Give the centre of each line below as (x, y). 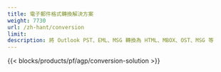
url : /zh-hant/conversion (46, 27)
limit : (17, 34)
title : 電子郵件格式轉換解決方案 (51, 14)
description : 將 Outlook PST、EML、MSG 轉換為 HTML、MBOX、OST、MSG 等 (110, 41)
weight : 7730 (27, 21)
